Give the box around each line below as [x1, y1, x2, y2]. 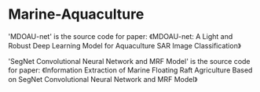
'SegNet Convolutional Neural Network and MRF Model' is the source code [8, 56, 251, 65]
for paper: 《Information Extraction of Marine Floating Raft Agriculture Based [8, 65, 253, 75]
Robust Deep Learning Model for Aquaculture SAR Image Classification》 [8, 41, 242, 50]
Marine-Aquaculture [8, 5, 145, 23]
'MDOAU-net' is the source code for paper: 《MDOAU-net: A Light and [8, 31, 233, 41]
